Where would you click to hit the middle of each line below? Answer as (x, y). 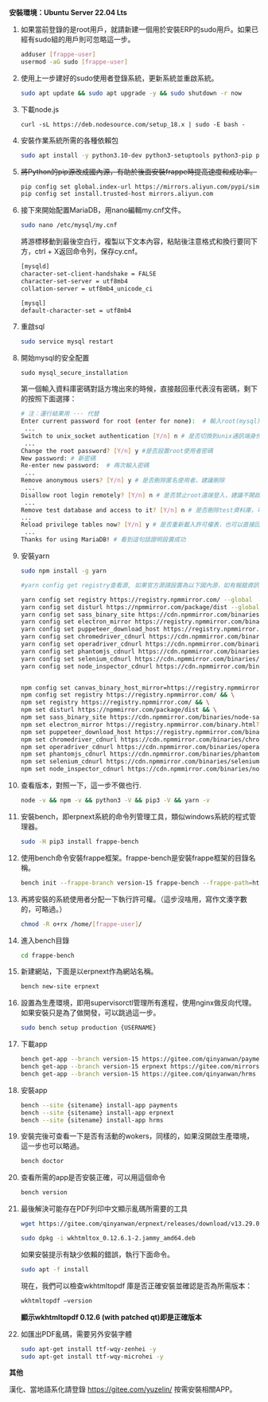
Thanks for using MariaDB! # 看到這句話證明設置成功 (103, 540)
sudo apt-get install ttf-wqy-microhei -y (92, 1357)
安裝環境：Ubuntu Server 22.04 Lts (68, 12)
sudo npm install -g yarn (63, 571)
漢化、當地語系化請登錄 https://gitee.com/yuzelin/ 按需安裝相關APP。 (123, 1389)
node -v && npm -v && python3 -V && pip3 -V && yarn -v (115, 800)
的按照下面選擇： (49, 399)
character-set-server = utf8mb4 (74, 281)
